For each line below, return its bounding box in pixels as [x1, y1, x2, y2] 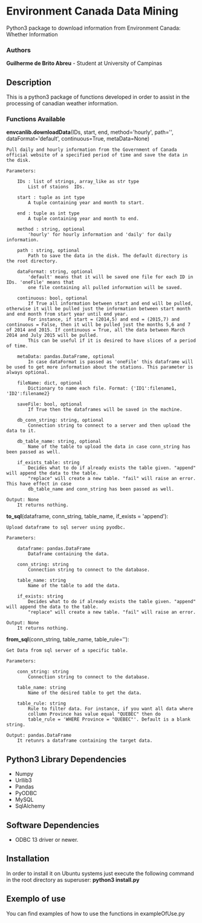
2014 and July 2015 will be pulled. [6, 332, 99, 339]
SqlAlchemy [15, 802, 45, 810]
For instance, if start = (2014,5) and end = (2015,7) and [28, 316, 180, 322]
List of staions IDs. [28, 184, 85, 190]
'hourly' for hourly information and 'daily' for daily [28, 232, 172, 238]
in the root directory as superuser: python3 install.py [6, 876, 140, 883]
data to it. [6, 428, 36, 434]
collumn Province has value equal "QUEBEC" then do [28, 711, 161, 718]
